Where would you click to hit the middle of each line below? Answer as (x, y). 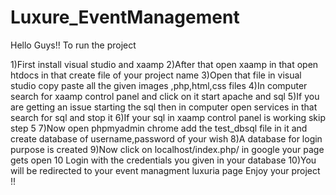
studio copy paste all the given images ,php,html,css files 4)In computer (159, 85)
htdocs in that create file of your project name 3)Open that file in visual (156, 75)
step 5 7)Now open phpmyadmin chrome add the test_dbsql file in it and (159, 128)
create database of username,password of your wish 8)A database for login (166, 138)
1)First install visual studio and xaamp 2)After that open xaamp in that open (164, 64)
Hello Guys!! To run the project (73, 45)
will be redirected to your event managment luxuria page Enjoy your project (165, 170)
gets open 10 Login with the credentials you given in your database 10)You (163, 160)
